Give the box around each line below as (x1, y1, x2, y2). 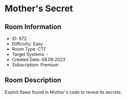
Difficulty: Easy (11, 41, 43, 47)
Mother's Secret (4, 3, 73, 14)
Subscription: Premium (11, 62, 59, 67)
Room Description (4, 76, 62, 84)
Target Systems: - (11, 51, 49, 57)
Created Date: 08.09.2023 (11, 57, 65, 62)
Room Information (4, 23, 62, 31)
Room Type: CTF (11, 46, 47, 52)
